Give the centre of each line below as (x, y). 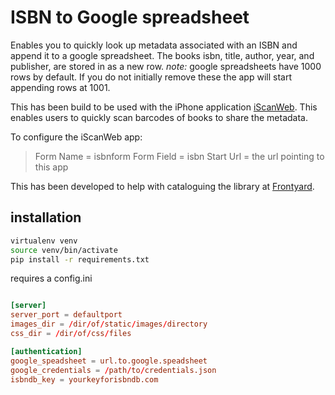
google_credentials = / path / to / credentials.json (113, 370)
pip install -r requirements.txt (80, 259)
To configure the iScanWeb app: (76, 137)
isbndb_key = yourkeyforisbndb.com (84, 379)
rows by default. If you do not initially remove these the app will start (151, 77)
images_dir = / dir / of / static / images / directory (109, 324)
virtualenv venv (44, 241)
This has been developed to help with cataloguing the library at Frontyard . (162, 186)
